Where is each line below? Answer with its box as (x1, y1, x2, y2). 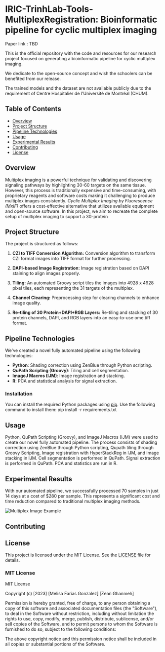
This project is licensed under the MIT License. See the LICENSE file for (5, 552, 151, 558)
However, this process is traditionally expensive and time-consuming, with (5, 187, 157, 193)
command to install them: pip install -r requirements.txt (5, 407, 117, 413)
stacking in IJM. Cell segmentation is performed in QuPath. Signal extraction (5, 455, 161, 461)
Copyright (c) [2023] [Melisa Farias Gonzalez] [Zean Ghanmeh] (5, 590, 134, 596)
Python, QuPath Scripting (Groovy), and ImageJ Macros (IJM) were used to (5, 434, 158, 440)
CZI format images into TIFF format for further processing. (12, 256, 131, 262)
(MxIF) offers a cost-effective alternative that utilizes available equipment (5, 203, 154, 209)
